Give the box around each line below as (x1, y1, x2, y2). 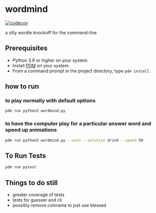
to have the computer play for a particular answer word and (5, 120, 152, 127)
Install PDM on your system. (12, 62, 70, 68)
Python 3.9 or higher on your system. (12, 57, 89, 63)
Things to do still (5, 178, 58, 187)
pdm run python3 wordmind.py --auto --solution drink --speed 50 (5, 138, 143, 143)
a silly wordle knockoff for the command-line (5, 29, 97, 35)
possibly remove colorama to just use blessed (12, 202, 107, 208)
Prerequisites (5, 44, 48, 53)
